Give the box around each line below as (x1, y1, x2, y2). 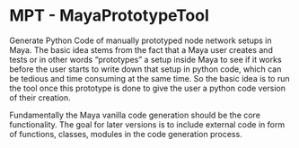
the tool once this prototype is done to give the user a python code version (9, 83, 286, 93)
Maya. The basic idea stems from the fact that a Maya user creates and (9, 44, 274, 55)
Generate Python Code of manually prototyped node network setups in (9, 35, 272, 46)
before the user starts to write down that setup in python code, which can (9, 64, 282, 74)
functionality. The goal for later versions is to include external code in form (9, 118, 286, 130)
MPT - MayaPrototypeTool (9, 5, 209, 26)
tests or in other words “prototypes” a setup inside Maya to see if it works (9, 54, 282, 65)
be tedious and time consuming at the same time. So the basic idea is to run (9, 73, 290, 83)
